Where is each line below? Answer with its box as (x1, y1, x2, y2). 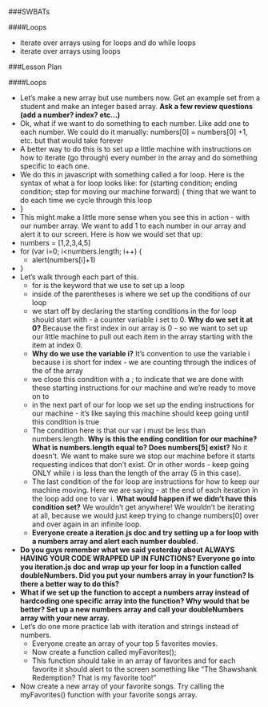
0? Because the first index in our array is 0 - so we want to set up (31, 323, 248, 332)
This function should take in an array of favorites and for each (31, 656, 236, 665)
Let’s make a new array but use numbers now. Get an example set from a (19, 93, 261, 103)
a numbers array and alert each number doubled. (31, 537, 198, 546)
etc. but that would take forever (19, 136, 124, 145)
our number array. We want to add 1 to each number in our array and (19, 221, 246, 230)
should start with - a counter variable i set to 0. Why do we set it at (31, 315, 254, 324)
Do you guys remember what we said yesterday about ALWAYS (19, 545, 235, 555)
